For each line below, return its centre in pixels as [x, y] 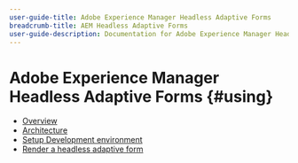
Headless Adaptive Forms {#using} [141, 96]
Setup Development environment [82, 140]
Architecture [45, 130]
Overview [39, 121]
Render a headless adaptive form [82, 149]
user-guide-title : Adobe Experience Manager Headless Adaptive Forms [141, 17]
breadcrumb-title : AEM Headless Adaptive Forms [99, 26]
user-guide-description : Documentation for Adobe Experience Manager [141, 34]
